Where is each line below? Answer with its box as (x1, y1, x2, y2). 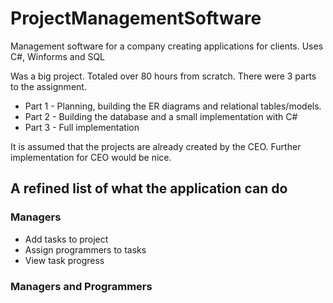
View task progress (24, 254, 105, 266)
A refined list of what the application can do (10, 180, 288, 197)
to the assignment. (10, 80, 87, 92)
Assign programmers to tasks (24, 243, 147, 256)
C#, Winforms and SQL (10, 50, 106, 62)
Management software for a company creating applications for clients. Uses (10, 40, 324, 52)
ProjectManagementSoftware (10, 7, 262, 30)
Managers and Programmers (10, 279, 153, 293)
